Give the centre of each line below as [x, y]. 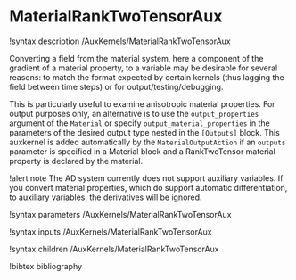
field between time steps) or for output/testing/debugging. [116, 86]
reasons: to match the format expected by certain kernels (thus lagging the [147, 77]
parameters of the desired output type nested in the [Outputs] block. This [145, 132]
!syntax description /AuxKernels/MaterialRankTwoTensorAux [120, 41]
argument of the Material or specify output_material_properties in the [140, 123]
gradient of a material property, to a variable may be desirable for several [144, 68]
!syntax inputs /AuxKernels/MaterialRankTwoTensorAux [111, 231]
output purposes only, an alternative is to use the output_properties [134, 113]
